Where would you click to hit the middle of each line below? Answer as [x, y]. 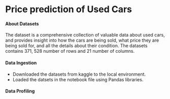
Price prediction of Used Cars [69, 9]
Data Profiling [20, 91]
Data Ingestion [21, 62]
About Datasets [22, 23]
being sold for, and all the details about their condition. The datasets [76, 46]
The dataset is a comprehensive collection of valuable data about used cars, [85, 35]
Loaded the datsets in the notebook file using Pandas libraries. [78, 79]
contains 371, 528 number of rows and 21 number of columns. [70, 51]
